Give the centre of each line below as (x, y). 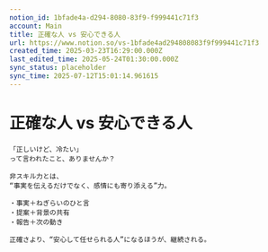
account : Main (36, 26)
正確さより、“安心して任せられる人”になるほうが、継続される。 (110, 239)
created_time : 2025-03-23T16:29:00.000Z (86, 51)
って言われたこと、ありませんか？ (63, 159)
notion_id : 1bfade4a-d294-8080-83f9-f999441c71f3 (104, 17)
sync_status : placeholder (58, 68)
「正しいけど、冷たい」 (46, 149)
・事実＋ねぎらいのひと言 (49, 203)
